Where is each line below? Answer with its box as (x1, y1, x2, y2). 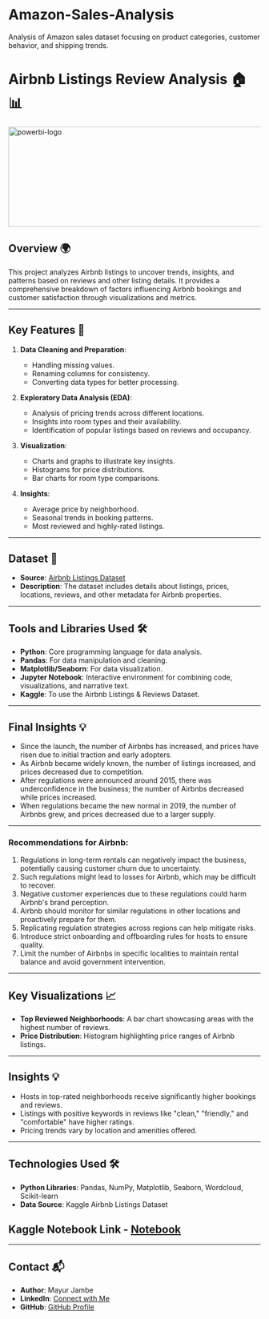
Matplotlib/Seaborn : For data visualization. (19, 664, 163, 674)
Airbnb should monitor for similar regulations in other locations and (19, 906, 241, 916)
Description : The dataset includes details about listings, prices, (19, 582, 230, 591)
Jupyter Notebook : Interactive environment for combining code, (19, 672, 233, 682)
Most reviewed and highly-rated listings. (31, 521, 165, 531)
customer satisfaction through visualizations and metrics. (8, 292, 198, 302)
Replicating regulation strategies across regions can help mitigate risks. (19, 923, 256, 933)
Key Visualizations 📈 (8, 988, 117, 1002)
